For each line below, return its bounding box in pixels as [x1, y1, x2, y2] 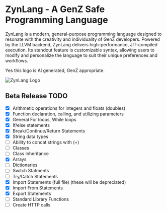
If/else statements [12, 122, 50, 128]
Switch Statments [12, 168, 49, 174]
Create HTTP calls [12, 201, 51, 207]
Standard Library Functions [12, 196, 69, 202]
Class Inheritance [12, 151, 49, 157]
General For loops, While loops [12, 116, 76, 122]
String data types [12, 133, 49, 139]
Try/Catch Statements [12, 173, 58, 179]
